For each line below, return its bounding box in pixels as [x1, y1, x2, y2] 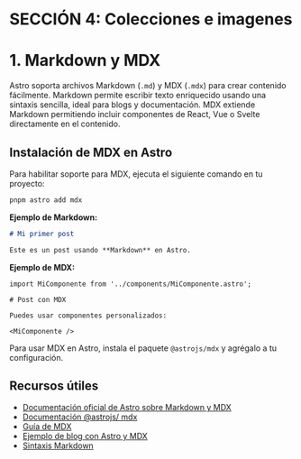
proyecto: [9, 178, 45, 188]
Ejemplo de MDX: [9, 262, 75, 272]
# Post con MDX [9, 295, 67, 304]
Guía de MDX [22, 421, 72, 432]
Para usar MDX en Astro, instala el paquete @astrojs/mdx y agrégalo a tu [9, 343, 278, 353]
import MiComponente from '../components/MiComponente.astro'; [9, 280, 252, 289]
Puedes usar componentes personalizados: [9, 311, 168, 320]
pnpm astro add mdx [9, 195, 83, 205]
